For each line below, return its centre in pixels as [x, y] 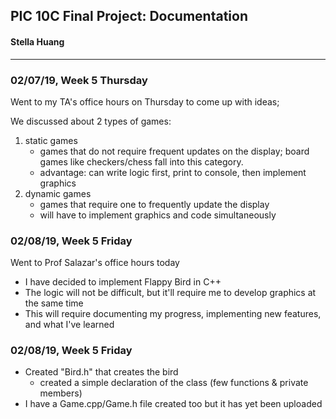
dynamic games [58, 193]
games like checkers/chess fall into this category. [141, 161]
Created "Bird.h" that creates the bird [101, 372]
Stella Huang [37, 41]
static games [51, 140]
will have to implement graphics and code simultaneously [158, 215]
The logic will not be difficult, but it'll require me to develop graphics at [170, 293]
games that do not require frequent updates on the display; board [174, 151]
